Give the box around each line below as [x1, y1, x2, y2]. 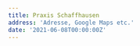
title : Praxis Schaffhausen [8, 11, 100, 19]
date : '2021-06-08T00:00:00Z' [8, 26, 107, 34]
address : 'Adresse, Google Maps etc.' [8, 19, 135, 27]
